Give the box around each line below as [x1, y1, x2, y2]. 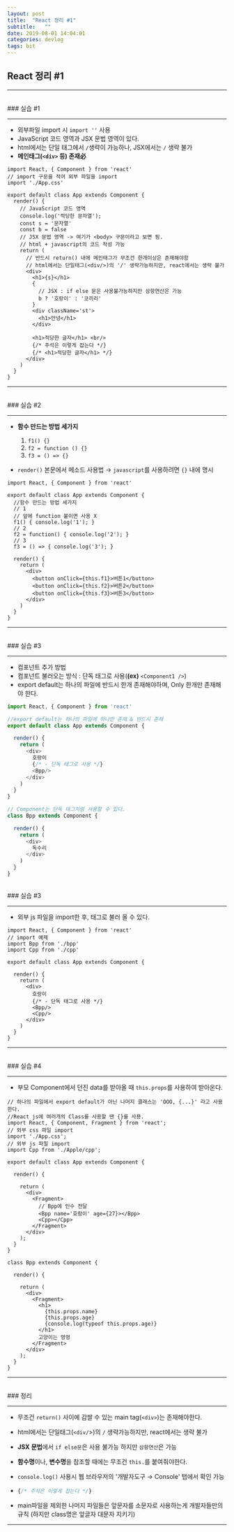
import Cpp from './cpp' [7, 946, 79, 953]
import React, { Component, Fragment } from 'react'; [7, 1119, 167, 1126]
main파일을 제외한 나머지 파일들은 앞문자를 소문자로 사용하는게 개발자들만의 [17, 1501, 224, 1510]
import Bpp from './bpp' [7, 940, 79, 947]
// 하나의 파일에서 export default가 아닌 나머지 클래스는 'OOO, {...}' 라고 [7, 1098, 210, 1105]
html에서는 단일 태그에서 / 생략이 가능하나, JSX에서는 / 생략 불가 [17, 143, 193, 151]
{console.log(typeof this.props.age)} [44, 1320, 157, 1327]
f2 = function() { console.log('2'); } [13, 530, 130, 538]
